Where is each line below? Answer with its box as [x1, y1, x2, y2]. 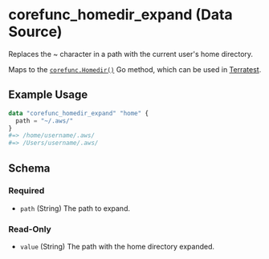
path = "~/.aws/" [15, 116, 74, 125]
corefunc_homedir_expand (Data [8, 6, 233, 24]
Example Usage [8, 88, 88, 102]
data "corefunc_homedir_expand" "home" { [8, 109, 149, 117]
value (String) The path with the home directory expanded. [19, 242, 215, 252]
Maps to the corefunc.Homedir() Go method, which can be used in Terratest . [8, 64, 262, 74]
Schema [8, 161, 51, 175]
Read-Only [8, 223, 52, 234]
